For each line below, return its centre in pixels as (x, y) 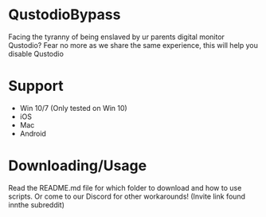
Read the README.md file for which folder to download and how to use (125, 187)
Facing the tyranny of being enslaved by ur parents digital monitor (117, 37)
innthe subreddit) (37, 204)
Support (36, 86)
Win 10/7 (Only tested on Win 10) (73, 108)
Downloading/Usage (78, 166)
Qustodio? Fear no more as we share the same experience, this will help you (133, 45)
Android (33, 133)
